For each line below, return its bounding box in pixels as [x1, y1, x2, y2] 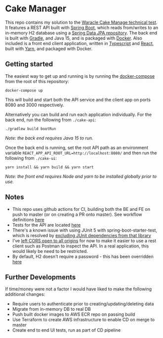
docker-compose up [5, 88, 43, 93]
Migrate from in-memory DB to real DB [12, 306, 91, 312]
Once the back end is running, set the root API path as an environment [5, 145, 148, 150]
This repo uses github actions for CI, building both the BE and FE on [12, 206, 151, 212]
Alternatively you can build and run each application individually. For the [5, 111, 152, 117]
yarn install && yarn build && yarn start [5, 164, 94, 170]
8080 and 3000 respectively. [5, 102, 64, 108]
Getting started [5, 60, 53, 68]
